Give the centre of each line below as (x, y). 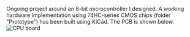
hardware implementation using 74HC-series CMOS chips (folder (89, 15)
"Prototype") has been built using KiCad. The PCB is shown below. (90, 22)
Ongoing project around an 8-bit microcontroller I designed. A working (95, 9)
